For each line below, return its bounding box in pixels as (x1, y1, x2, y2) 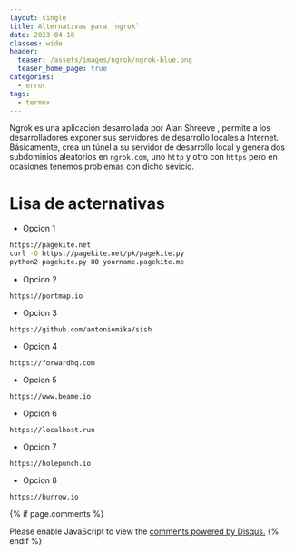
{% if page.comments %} (9, 508, 104, 519)
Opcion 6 (22, 408, 57, 419)
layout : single (9, 13, 67, 23)
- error (17, 81, 47, 90)
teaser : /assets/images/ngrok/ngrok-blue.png (17, 55, 193, 64)
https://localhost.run (9, 425, 95, 434)
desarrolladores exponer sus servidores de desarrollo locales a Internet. (9, 133, 279, 143)
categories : (9, 73, 54, 82)
